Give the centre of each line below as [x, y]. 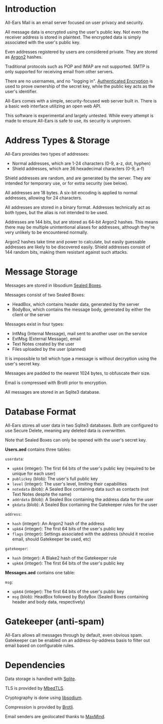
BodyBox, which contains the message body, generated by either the [81, 309]
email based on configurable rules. [40, 645]
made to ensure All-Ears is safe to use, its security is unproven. [68, 121]
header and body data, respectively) [48, 602]
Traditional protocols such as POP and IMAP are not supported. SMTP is [77, 66]
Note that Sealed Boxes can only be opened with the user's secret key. [76, 440]
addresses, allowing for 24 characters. [44, 198]
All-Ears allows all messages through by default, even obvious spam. [74, 635]
